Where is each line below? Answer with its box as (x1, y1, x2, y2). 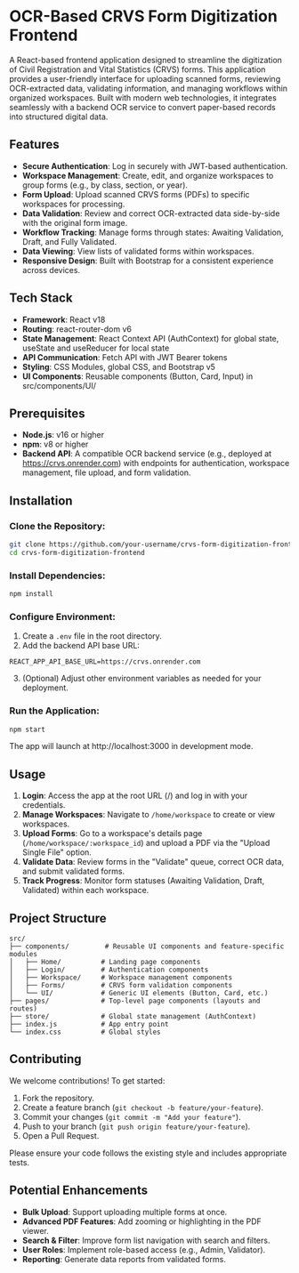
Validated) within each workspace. (21, 885, 149, 896)
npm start (9, 725, 46, 734)
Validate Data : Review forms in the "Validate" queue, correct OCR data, (21, 857, 285, 867)
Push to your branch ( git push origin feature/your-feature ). (21, 1121, 251, 1132)
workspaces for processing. (21, 198, 125, 209)
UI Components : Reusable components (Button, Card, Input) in (21, 371, 254, 382)
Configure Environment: (9, 610, 116, 623)
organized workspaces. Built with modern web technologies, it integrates (9, 92, 278, 103)
